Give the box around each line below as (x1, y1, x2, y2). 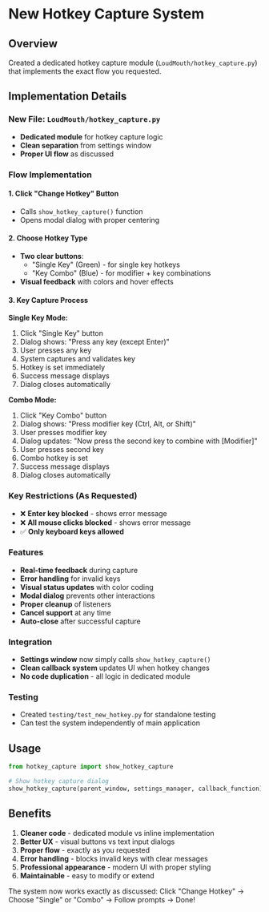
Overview (8, 37, 58, 50)
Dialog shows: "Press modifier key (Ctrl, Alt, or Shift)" (19, 419, 196, 429)
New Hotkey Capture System (8, 5, 205, 23)
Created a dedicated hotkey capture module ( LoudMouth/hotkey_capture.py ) (8, 58, 258, 67)
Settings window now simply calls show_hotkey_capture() (19, 655, 211, 664)
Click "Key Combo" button (19, 410, 107, 421)
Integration (8, 636, 53, 648)
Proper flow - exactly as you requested (19, 845, 151, 854)
